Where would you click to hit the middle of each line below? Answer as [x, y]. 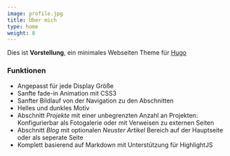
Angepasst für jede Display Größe [65, 86]
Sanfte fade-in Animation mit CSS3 [67, 93]
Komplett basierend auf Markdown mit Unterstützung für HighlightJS [115, 145]
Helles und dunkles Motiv [53, 107]
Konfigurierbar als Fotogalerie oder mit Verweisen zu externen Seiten [115, 123]
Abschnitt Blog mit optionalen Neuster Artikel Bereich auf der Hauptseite [120, 130]
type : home [23, 26]
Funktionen [27, 71]
